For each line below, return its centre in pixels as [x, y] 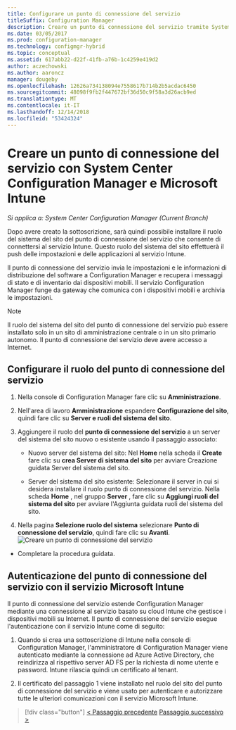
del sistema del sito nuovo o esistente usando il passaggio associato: [117, 439]
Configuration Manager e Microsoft [112, 183]
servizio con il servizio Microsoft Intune [96, 587]
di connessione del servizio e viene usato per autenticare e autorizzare [120, 691]
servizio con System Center [90, 168]
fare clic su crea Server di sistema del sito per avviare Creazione [123, 460]
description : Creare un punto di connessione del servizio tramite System [119, 27]
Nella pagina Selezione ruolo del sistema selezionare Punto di [108, 525]
